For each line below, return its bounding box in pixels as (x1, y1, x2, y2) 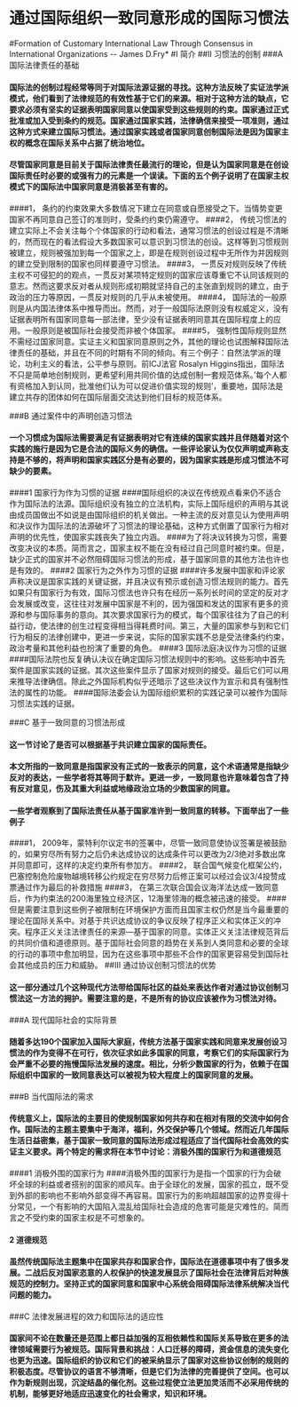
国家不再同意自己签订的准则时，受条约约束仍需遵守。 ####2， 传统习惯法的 (9, 214, 286, 225)
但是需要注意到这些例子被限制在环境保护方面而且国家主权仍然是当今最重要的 (9, 904, 289, 915)
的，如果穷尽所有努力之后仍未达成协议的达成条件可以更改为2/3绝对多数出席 (9, 849, 286, 860)
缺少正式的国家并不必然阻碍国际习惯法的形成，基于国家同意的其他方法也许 (9, 553, 281, 564)
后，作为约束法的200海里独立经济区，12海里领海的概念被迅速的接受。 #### (9, 894, 286, 904)
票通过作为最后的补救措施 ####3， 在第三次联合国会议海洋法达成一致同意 (9, 882, 279, 893)
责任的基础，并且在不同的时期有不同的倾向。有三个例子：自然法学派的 (16, 347, 273, 358)
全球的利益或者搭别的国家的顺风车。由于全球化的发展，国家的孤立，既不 (16, 1179, 281, 1189)
